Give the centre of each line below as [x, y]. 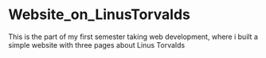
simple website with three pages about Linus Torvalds [97, 44]
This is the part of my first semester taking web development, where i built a [133, 37]
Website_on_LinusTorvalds [100, 15]
